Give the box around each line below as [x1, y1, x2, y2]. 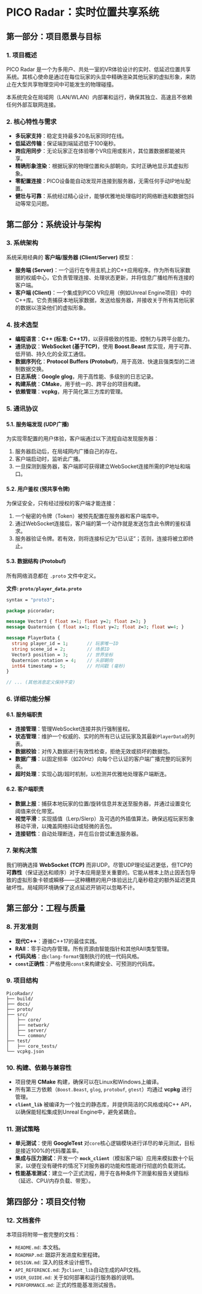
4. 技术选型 [6, 320, 38, 328]
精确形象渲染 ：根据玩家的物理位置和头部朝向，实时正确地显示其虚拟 [14, 162, 184, 170]
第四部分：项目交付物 [6, 1197, 85, 1207]
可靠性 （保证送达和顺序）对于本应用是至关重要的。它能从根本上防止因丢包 [6, 869, 191, 876]
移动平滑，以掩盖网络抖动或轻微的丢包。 [14, 822, 115, 830]
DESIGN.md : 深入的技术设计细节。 [14, 1259, 96, 1266]
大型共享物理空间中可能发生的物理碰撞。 [16, 81, 117, 88]
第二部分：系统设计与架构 [6, 219, 101, 229]
